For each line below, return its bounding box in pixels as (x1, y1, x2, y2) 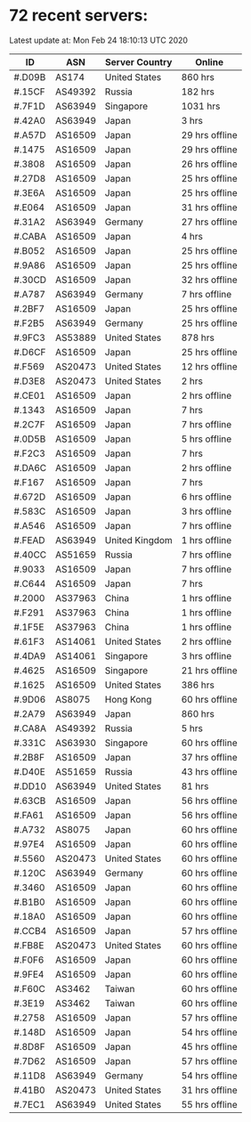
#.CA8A (13, 722, 47, 735)
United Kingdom (104, 533, 174, 546)
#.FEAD (13, 533, 46, 546)
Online (195, 55, 224, 68)
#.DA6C (13, 461, 47, 474)
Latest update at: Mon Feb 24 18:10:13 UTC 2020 (9, 35, 189, 45)
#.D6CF (13, 346, 46, 358)
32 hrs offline (181, 273, 238, 286)
